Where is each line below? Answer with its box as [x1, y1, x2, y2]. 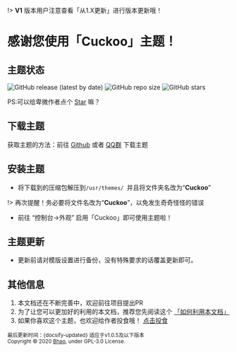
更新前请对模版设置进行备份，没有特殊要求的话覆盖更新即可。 [17, 256, 197, 264]
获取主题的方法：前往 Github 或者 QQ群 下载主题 [7, 140, 148, 148]
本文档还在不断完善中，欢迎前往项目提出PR [17, 299, 143, 307]
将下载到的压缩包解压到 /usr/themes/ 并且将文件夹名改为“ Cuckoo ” [17, 183, 212, 192]
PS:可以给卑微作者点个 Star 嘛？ [7, 98, 101, 106]
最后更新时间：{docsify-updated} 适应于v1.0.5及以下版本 [7, 332, 145, 339]
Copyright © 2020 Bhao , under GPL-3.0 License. [7, 338, 126, 345]
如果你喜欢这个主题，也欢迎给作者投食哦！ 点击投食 [17, 317, 168, 325]
